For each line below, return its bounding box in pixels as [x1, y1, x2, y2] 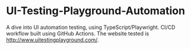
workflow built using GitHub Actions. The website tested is [6, 30, 149, 37]
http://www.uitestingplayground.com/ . [6, 36, 99, 43]
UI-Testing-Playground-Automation [6, 4, 186, 18]
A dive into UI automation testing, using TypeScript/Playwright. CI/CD [6, 24, 176, 31]
